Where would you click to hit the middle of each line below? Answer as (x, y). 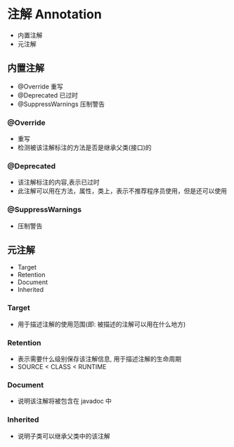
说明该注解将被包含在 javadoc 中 (65, 401)
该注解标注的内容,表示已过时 (58, 182)
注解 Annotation (54, 14)
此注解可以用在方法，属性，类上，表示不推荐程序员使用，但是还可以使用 (122, 191)
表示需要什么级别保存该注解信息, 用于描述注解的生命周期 (99, 359)
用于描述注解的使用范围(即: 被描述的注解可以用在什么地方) (102, 324)
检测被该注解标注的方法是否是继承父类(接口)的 (85, 147)
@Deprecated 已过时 (48, 95)
